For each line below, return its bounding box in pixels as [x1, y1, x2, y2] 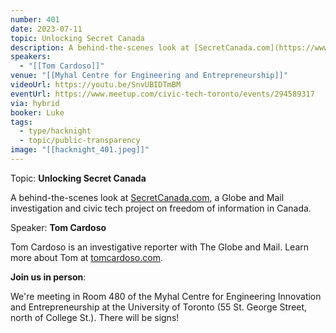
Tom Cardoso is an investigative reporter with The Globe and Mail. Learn [10, 241, 309, 253]
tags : [10, 117, 33, 127]
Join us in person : [10, 271, 87, 283]
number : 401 [10, 14, 60, 25]
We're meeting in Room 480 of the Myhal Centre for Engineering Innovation [10, 290, 322, 302]
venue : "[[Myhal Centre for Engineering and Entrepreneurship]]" [10, 71, 288, 81]
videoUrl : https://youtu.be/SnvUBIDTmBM [10, 80, 182, 90]
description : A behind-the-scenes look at [10, 42, 190, 53]
